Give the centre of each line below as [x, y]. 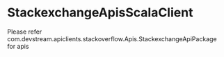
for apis [18, 46]
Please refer [25, 32]
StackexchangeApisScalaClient [100, 13]
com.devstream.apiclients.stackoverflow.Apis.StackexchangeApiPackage [112, 38]
